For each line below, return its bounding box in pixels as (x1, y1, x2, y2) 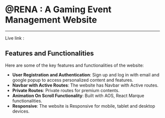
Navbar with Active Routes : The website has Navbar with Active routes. (12, 82, 159, 88)
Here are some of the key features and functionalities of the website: (5, 62, 144, 68)
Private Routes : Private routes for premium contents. (12, 87, 120, 93)
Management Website (5, 14, 97, 25)
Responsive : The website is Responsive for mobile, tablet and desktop (12, 103, 156, 109)
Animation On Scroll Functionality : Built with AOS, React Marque (12, 93, 144, 98)
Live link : (5, 35, 25, 41)
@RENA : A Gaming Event (5, 4, 112, 15)
